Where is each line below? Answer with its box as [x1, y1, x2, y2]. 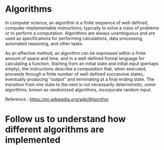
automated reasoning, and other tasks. [5, 40, 84, 46]
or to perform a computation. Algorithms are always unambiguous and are [5, 30, 155, 36]
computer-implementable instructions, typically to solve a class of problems [5, 25, 159, 30]
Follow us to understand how [5, 114, 126, 125]
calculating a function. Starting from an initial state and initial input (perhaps [5, 60, 159, 66]
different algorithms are [5, 124, 104, 135]
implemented [5, 134, 61, 146]
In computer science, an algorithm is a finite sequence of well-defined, [5, 20, 149, 26]
